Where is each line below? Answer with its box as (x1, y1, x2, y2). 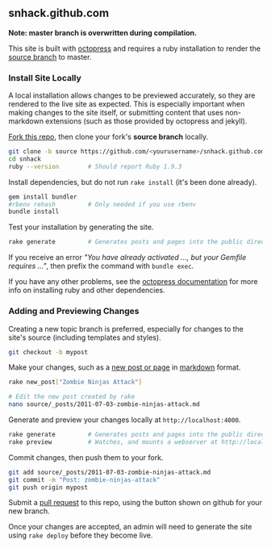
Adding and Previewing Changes (8, 306, 140, 317)
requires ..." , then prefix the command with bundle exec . (8, 261, 194, 271)
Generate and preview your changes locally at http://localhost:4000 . (8, 415, 241, 425)
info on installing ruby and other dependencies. (8, 286, 165, 295)
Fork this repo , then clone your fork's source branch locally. (8, 132, 209, 142)
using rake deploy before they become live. (8, 530, 153, 540)
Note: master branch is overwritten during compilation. (8, 27, 198, 37)
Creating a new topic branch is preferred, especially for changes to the (8, 324, 244, 333)
